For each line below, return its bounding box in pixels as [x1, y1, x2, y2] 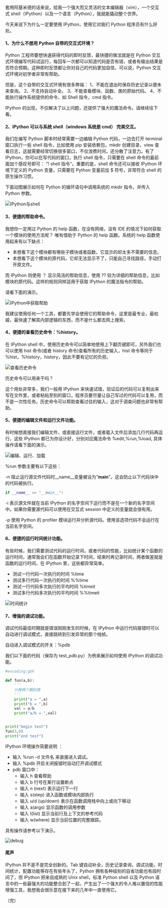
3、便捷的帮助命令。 [5, 214, 48, 220]
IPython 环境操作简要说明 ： [5, 743, 63, 749]
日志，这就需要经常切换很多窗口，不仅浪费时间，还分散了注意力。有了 [9, 148, 154, 154]
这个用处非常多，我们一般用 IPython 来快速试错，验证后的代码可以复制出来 [5, 386, 159, 392]
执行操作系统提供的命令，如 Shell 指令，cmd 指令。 [9, 94, 116, 100]
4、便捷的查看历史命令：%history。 [5, 329, 80, 335]
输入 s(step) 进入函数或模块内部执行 [19, 791, 94, 797]
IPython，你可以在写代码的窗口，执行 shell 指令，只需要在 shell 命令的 [5, 155, 150, 161]
